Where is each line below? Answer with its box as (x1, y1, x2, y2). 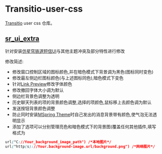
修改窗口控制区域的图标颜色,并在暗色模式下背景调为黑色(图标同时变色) (12, 69, 154, 75)
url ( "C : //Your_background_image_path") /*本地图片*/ (5, 139, 112, 144)
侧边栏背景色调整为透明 (12, 93, 60, 99)
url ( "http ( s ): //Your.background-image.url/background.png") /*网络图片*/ (5, 144, 155, 149)
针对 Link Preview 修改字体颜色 (12, 81, 72, 87)
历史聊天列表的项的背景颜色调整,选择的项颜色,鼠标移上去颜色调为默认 (12, 99, 152, 105)
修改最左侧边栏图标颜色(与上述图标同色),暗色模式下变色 (12, 75, 124, 81)
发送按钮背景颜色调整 (12, 105, 55, 111)
